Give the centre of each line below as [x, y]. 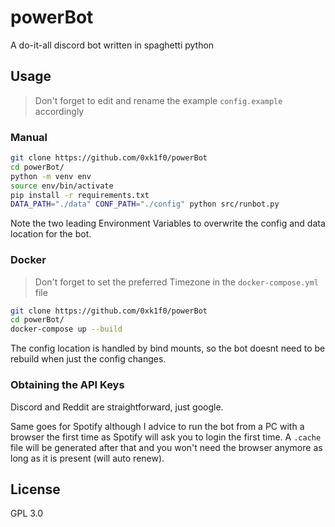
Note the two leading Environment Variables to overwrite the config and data [168, 223]
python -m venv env [51, 176]
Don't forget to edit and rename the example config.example [158, 100]
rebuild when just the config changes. [88, 359]
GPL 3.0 [27, 513]
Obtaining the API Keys [67, 385]
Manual [29, 137]
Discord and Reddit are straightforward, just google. [117, 407]
